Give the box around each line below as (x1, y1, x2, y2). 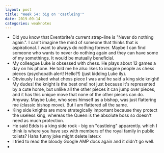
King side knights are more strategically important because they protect (12, 107, 158, 113)
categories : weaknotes (5, 21, 52, 26)
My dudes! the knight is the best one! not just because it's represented (12, 81, 156, 87)
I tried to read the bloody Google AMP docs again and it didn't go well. (12, 138, 155, 145)
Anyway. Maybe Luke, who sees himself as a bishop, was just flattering (12, 97, 157, 103)
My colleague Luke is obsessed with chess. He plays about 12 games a (12, 60, 156, 66)
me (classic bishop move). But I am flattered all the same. (12, 102, 129, 108)
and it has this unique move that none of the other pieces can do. (12, 92, 144, 98)
